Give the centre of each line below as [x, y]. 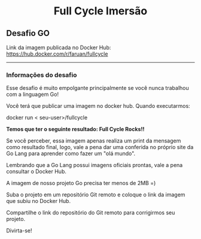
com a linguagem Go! [32, 95]
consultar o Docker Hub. [36, 171]
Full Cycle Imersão [100, 11]
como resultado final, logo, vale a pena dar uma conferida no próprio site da [100, 147]
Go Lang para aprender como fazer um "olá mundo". [71, 153]
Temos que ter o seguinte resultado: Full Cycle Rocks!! [75, 129]
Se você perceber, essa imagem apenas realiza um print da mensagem [94, 141]
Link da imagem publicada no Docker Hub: [59, 47]
